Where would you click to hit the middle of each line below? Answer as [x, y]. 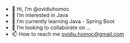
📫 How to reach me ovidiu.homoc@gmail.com [68, 34]
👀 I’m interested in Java [40, 15]
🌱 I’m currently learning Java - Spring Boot [63, 21]
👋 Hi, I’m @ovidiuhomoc [40, 9]
